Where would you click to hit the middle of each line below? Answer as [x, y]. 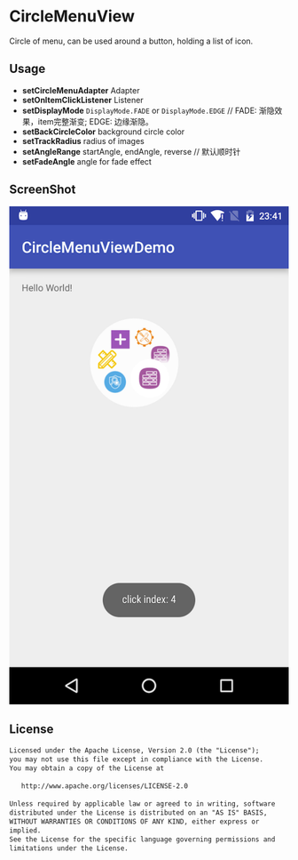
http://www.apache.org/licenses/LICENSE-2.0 [105, 786]
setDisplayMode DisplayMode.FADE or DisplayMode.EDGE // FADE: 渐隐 [148, 110]
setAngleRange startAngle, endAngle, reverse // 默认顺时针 [131, 151]
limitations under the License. [69, 848]
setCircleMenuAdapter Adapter [81, 90]
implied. [25, 831]
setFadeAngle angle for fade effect [87, 161]
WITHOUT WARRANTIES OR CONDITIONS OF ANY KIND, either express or [134, 822]
